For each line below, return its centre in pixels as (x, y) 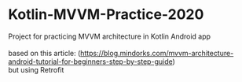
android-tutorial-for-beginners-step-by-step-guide (90, 61)
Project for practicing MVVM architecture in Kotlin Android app (109, 36)
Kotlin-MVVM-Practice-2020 (106, 15)
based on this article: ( (44, 53)
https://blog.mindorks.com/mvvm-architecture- (157, 53)
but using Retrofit (36, 69)
